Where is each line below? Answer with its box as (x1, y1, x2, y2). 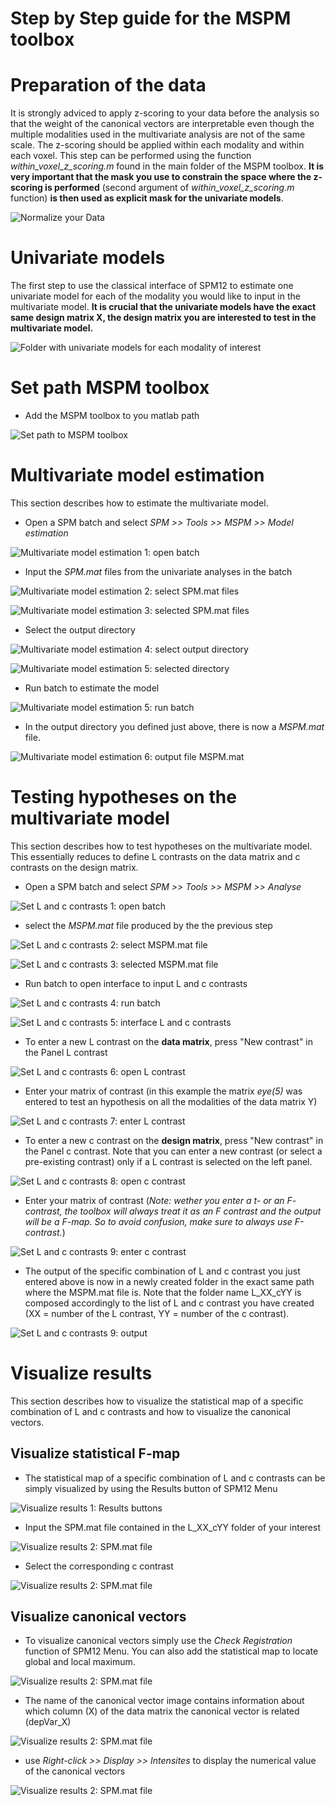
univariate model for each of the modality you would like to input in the (10, 290, 301, 302)
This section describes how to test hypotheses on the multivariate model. (10, 840, 313, 852)
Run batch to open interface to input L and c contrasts (24, 977, 248, 989)
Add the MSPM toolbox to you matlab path (24, 410, 200, 421)
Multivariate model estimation (10, 464, 265, 487)
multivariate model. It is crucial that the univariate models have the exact (10, 301, 317, 313)
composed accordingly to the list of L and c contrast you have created (24, 1297, 315, 1309)
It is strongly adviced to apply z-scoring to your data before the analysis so (10, 107, 320, 119)
